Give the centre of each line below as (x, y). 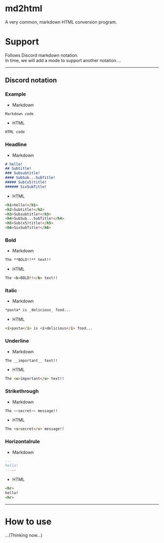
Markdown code (20, 114)
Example (16, 94)
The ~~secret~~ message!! (31, 411)
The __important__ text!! (31, 361)
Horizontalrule (22, 442)
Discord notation (31, 80)
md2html (24, 9)
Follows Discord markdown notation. (42, 55)
